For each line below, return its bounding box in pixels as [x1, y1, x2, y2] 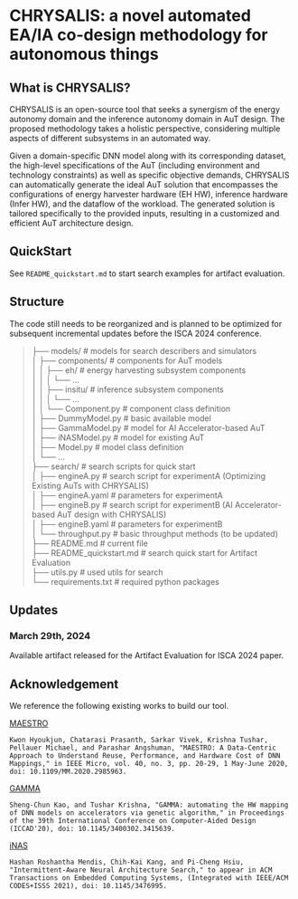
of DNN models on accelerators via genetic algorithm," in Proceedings [9, 808, 284, 818]
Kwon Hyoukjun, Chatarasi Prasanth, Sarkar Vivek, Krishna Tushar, [9, 735, 269, 745]
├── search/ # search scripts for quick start [31, 461, 196, 472]
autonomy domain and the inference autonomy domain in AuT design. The [9, 114, 285, 124]
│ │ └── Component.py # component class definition [31, 403, 231, 414]
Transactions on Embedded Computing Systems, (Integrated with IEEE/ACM [9, 874, 289, 883]
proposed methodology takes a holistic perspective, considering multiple [9, 123, 281, 134]
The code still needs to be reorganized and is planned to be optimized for [9, 318, 283, 329]
